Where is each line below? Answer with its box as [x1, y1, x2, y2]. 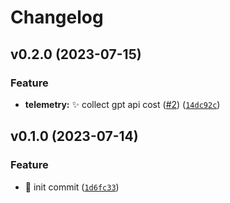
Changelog [10, 6, 104, 29]
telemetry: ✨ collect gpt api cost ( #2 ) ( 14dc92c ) [24, 98, 221, 110]
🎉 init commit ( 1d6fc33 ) [24, 181, 120, 193]
